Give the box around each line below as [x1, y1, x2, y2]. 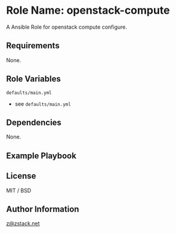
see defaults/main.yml [14, 100, 72, 108]
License [6, 171, 36, 181]
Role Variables [6, 74, 61, 84]
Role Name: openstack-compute [6, 4, 170, 17]
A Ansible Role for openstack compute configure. [6, 23, 127, 30]
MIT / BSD [6, 186, 32, 194]
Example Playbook [6, 151, 76, 161]
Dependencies [6, 117, 61, 127]
